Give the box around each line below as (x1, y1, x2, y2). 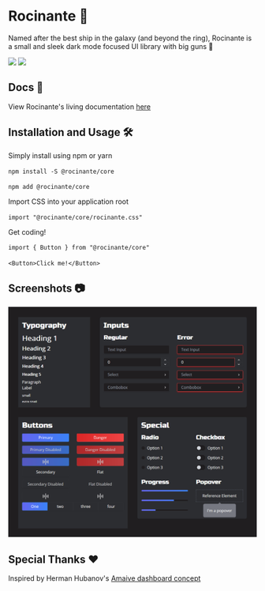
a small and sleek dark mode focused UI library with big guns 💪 (8, 41, 214, 51)
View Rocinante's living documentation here (8, 102, 151, 111)
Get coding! (8, 227, 47, 236)
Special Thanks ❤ (8, 552, 99, 566)
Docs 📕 (8, 81, 43, 94)
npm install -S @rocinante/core (8, 168, 114, 175)
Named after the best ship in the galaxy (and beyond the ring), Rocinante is (8, 33, 252, 43)
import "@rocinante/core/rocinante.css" (8, 213, 144, 221)
